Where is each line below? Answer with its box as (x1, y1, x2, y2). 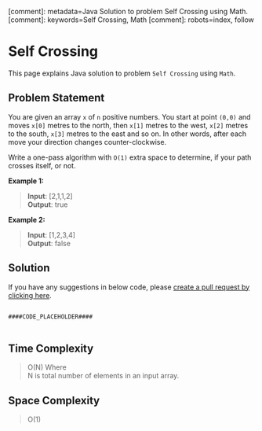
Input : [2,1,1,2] (27, 191, 73, 201)
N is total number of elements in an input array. (27, 371, 180, 381)
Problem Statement (8, 91, 105, 105)
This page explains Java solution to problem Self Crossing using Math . (8, 68, 236, 78)
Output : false (27, 238, 71, 248)
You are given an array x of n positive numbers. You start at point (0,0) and (8, 112, 251, 121)
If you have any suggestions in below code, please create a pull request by (8, 282, 250, 292)
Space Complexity (8, 393, 100, 407)
